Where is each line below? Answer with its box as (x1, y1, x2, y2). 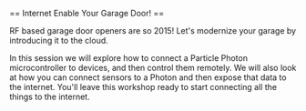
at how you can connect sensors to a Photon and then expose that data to (9, 72, 287, 83)
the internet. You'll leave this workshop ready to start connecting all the (9, 82, 278, 92)
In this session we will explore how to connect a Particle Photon (9, 53, 249, 63)
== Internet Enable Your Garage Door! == (9, 8, 165, 18)
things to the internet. (9, 91, 90, 102)
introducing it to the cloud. (9, 35, 109, 45)
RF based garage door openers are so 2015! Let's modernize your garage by (9, 25, 297, 35)
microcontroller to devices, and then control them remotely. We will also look (9, 63, 297, 73)
